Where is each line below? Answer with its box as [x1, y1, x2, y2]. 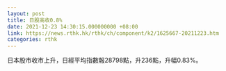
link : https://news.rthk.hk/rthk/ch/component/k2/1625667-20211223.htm [7, 29, 219, 37]
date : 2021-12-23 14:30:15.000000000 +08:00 [7, 23, 138, 30]
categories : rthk [7, 36, 58, 43]
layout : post [7, 10, 45, 17]
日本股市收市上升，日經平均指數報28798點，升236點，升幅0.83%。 [7, 56, 202, 65]
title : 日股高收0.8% [7, 17, 63, 24]
